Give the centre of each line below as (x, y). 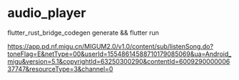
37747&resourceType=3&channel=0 (60, 69)
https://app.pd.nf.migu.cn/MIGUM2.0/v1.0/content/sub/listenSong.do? (111, 46)
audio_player (47, 13)
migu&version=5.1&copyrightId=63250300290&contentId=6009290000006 (119, 61)
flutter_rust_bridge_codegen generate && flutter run (83, 33)
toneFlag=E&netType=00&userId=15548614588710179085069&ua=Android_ (119, 54)
